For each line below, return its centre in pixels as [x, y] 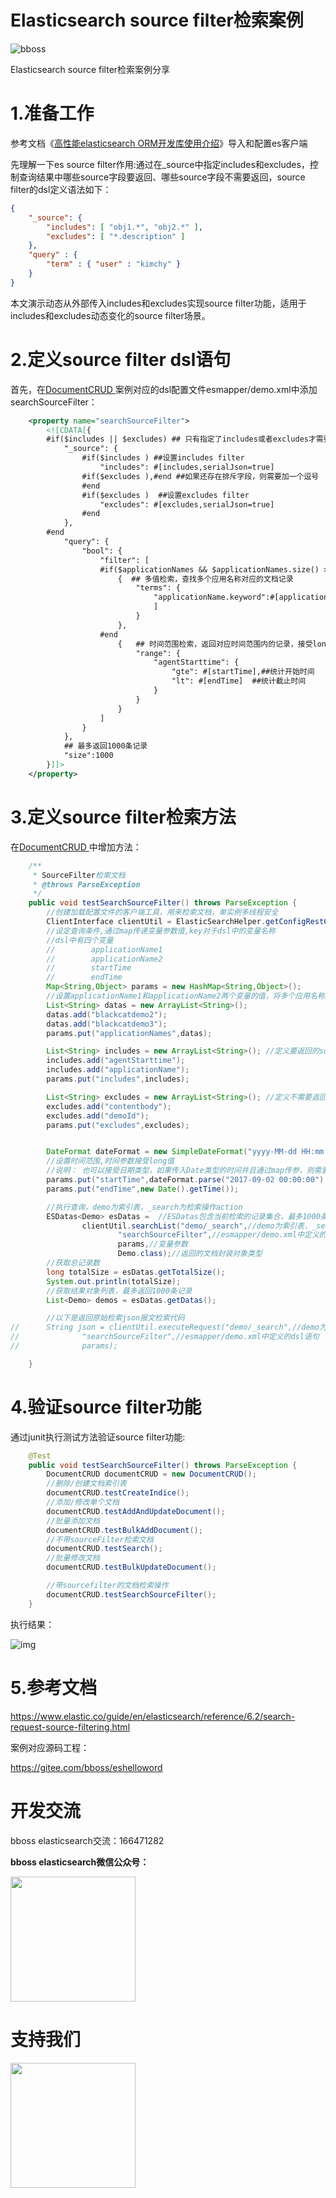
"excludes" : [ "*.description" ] [116, 236]
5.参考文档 [54, 1687]
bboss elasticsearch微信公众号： [80, 1862]
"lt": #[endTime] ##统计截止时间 [239, 681]
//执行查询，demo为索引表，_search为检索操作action [144, 1207]
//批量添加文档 [73, 1521]
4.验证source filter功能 [106, 1407]
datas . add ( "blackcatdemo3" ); [107, 1024]
